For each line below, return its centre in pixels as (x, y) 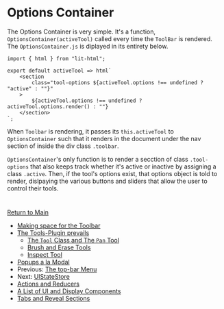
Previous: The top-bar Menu (57, 269)
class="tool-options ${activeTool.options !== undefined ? (118, 83)
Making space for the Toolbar (59, 226)
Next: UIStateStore (43, 277)
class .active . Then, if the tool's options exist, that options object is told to (112, 173)
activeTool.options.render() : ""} (58, 107)
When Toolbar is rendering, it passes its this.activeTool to (91, 131)
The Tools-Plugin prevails (53, 233)
